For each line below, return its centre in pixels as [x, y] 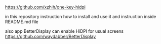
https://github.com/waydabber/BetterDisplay [51, 36]
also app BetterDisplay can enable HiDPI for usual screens [64, 31]
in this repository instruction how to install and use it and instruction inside [81, 16]
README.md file [22, 22]
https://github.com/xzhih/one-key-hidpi [45, 7]
